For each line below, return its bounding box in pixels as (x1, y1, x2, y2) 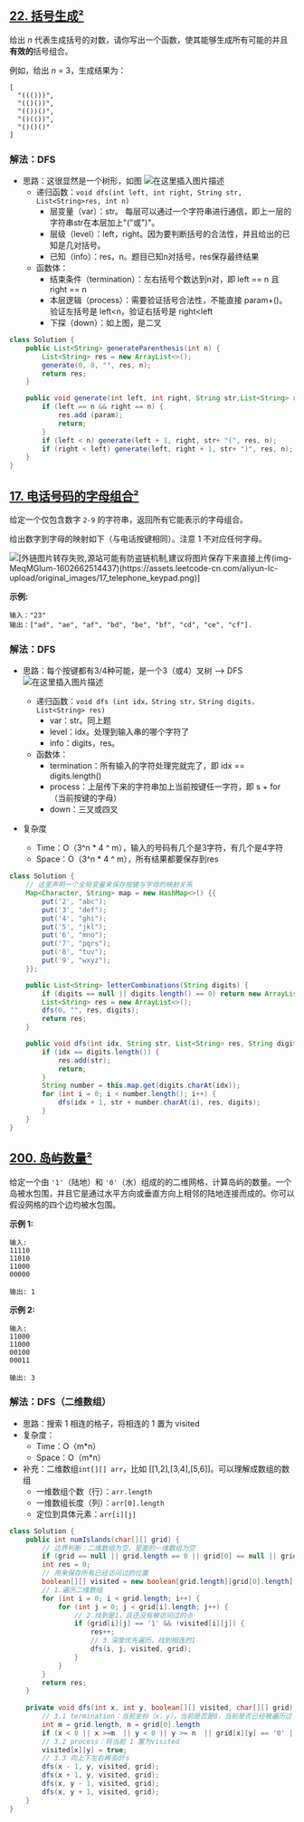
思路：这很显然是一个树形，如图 (22, 176, 142, 186)
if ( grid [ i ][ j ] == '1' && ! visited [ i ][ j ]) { (73, 1619, 245, 1628)
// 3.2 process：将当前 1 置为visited (42, 1737, 180, 1746)
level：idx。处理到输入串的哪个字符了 (49, 727, 190, 738)
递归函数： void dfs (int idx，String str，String (35, 696, 223, 707)
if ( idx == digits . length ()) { (42, 1047, 160, 1056)
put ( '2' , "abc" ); (42, 897, 107, 906)
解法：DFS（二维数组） (9, 1396, 111, 1408)
